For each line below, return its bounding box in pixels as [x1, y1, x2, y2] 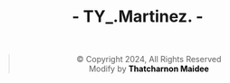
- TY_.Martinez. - [72, 6, 204, 27]
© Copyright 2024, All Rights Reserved [76, 53, 222, 64]
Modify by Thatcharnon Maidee [88, 63, 209, 74]
